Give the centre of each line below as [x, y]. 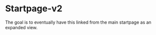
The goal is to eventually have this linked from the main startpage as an [78, 22]
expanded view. [21, 27]
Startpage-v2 [34, 9]
